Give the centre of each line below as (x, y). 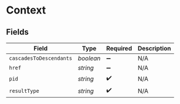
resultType (24, 91)
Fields (18, 32)
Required (119, 48)
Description (154, 48)
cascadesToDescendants (40, 58)
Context (26, 10)
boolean (89, 58)
